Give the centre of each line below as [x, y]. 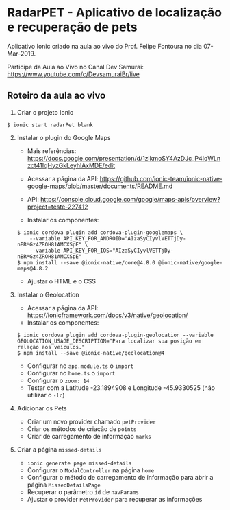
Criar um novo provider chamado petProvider [91, 421]
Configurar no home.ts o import [71, 373]
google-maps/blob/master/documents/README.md [100, 186]
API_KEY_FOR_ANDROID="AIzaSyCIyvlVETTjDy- [125, 238]
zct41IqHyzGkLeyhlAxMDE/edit [71, 165]
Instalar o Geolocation [48, 294]
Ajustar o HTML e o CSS [61, 281]
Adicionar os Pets [42, 408]
